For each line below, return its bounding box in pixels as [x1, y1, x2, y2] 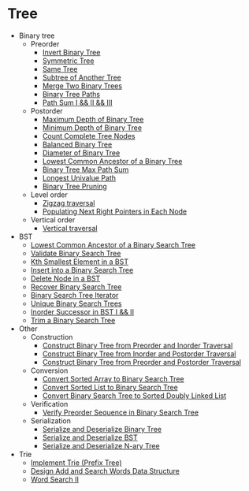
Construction [30, 332, 73, 341]
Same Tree [42, 64, 78, 73]
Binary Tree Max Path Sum [42, 165, 129, 174]
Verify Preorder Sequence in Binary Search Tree [42, 407, 199, 417]
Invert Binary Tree [42, 47, 101, 57]
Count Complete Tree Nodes [42, 131, 136, 140]
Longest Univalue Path [42, 173, 116, 182]
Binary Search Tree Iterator [30, 290, 119, 299]
